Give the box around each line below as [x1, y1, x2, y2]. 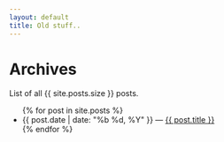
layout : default [9, 12, 69, 22]
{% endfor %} [21, 124, 73, 135]
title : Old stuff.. [9, 21, 81, 30]
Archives [9, 59, 77, 79]
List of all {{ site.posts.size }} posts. [9, 88, 139, 99]
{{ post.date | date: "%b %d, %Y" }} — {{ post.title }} [21, 115, 215, 125]
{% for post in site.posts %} [21, 105, 124, 116]
